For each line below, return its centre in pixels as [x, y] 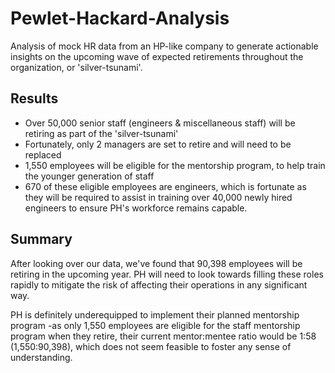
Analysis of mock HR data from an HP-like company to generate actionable [164, 46]
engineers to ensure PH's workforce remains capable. [136, 208]
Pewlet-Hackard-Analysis [120, 18]
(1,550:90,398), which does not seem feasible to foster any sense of [151, 346]
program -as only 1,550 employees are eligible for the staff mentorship [155, 325]
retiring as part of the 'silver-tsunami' [101, 133]
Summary [41, 239]
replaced [43, 154]
